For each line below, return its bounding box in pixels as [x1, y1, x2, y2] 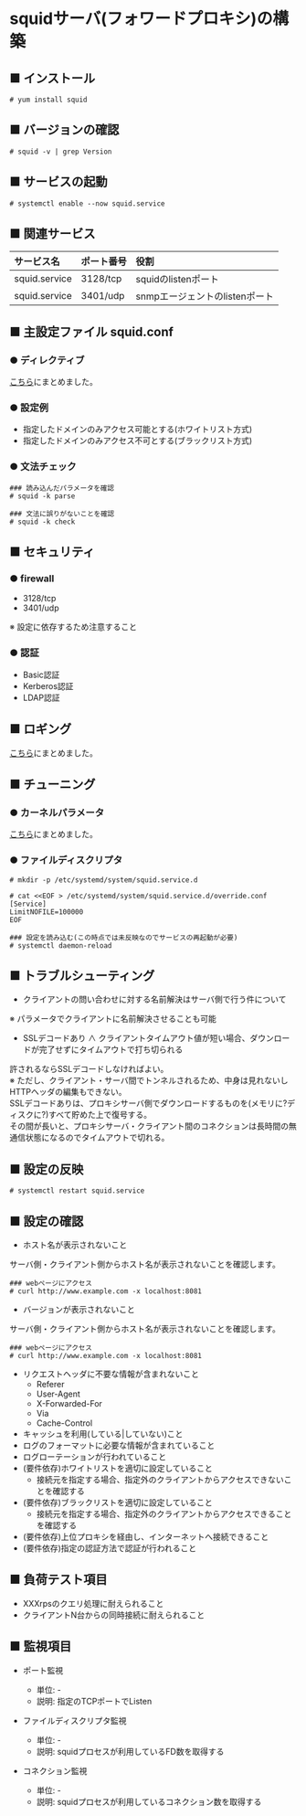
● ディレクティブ [9, 354, 85, 366]
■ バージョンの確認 [9, 122, 120, 138]
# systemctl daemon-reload [9, 940, 112, 950]
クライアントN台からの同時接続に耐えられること [22, 1609, 206, 1620]
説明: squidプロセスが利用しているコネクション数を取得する [36, 1796, 262, 1807]
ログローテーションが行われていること [22, 1450, 167, 1462]
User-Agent [36, 1388, 80, 1399]
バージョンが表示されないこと [22, 1303, 135, 1314]
